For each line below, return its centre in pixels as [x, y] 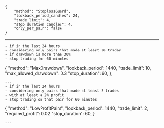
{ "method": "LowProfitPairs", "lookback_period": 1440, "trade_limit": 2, [77, 108]
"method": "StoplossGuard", [42, 11]
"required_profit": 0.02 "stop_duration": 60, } [50, 114]
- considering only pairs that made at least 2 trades [62, 91]
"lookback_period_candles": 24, [47, 16]
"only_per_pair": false [38, 28]
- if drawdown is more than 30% [38, 54]
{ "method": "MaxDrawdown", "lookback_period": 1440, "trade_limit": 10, [78, 68]
